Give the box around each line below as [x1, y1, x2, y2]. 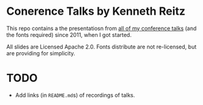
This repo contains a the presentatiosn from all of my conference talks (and [6, 25, 197, 32]
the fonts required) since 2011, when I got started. [6, 31, 132, 38]
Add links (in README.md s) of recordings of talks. [15, 91, 135, 99]
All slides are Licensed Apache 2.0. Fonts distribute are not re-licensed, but [6, 43, 197, 50]
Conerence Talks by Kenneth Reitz [6, 4, 186, 18]
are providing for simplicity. [6, 49, 75, 56]
